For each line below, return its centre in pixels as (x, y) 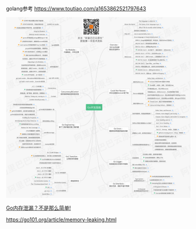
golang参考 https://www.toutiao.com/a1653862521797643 (76, 8)
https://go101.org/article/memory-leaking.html (61, 220)
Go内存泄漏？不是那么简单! (39, 208)
